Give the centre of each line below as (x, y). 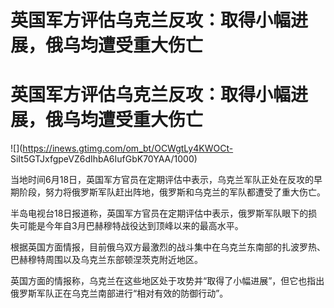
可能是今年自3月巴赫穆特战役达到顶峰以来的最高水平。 (131, 226)
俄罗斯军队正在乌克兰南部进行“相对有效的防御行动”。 (119, 293)
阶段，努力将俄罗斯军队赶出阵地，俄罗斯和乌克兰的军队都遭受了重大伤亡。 (172, 192)
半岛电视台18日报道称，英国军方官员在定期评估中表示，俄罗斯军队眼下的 (159, 213)
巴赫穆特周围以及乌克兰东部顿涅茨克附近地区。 (106, 260)
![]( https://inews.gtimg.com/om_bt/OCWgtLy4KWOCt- (122, 148)
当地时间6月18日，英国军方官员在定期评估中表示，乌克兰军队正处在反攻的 (162, 180)
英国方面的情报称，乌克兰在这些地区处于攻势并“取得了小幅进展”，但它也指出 (167, 281)
